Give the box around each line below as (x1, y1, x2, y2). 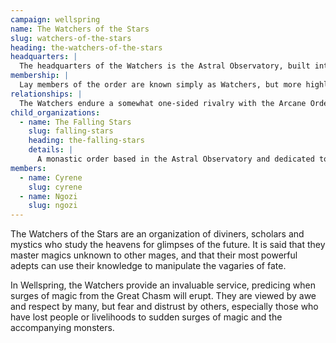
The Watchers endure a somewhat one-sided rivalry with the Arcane (19, 98, 307, 108)
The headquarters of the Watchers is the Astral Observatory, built (19, 61, 311, 71)
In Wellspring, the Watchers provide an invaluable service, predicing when (10, 279, 316, 291)
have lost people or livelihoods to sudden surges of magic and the (10, 311, 283, 323)
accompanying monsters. (10, 322, 115, 334)
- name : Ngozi (19, 191, 78, 201)
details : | (28, 145, 74, 155)
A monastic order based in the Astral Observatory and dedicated (36, 154, 315, 164)
